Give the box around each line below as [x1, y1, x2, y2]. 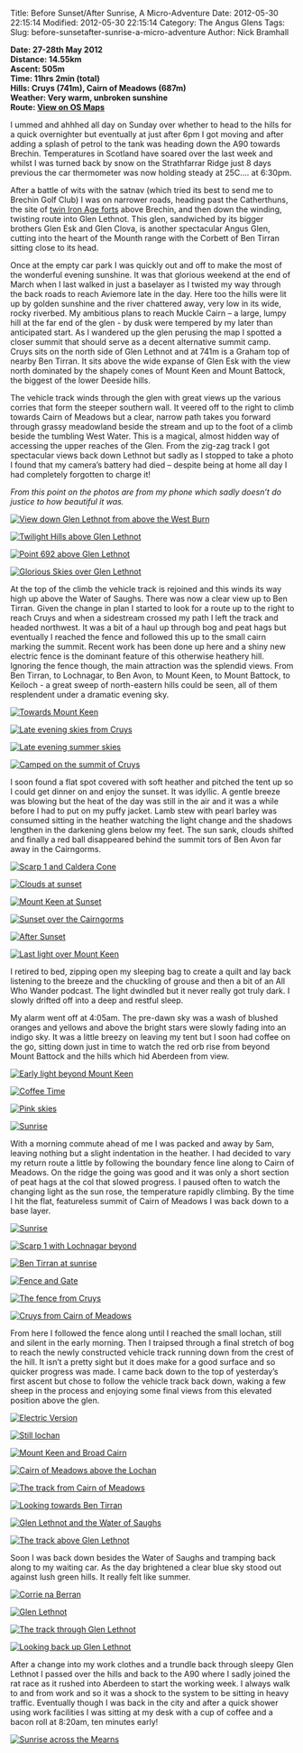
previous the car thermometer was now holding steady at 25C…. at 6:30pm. [10, 167, 292, 178]
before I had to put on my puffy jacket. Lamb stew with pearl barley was [10, 805, 278, 816]
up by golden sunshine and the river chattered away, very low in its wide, [10, 298, 282, 309]
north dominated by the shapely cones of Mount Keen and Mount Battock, [10, 366, 286, 376]
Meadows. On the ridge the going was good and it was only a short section [10, 1167, 289, 1177]
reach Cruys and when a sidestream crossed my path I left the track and [10, 613, 279, 623]
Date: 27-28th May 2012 [10, 44, 103, 55]
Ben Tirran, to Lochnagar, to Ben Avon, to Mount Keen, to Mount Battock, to [10, 670, 291, 681]
